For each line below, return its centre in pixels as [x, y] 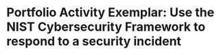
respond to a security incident [94, 41]
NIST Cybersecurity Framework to [106, 27]
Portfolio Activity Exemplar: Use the [110, 13]
